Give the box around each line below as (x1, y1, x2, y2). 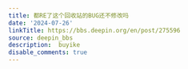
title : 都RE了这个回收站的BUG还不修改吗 (8, 11, 130, 20)
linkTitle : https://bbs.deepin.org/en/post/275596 (8, 26, 181, 34)
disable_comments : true (8, 48, 88, 56)
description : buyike (8, 41, 81, 49)
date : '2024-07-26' (8, 19, 74, 27)
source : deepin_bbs (8, 33, 74, 42)
